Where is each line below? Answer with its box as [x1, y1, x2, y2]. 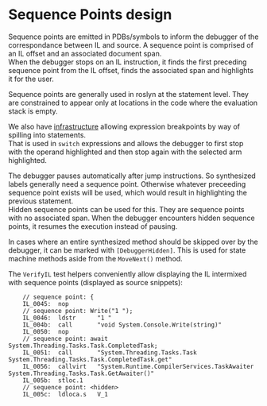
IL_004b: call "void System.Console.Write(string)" [22, 320, 222, 329]
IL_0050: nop [22, 327, 69, 335]
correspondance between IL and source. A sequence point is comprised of [8, 40, 254, 49]
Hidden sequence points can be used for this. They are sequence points [8, 204, 245, 214]
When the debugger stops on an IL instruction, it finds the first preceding [8, 57, 247, 67]
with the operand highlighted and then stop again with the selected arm [8, 147, 242, 157]
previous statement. [8, 196, 74, 206]
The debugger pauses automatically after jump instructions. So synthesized [8, 171, 256, 180]
